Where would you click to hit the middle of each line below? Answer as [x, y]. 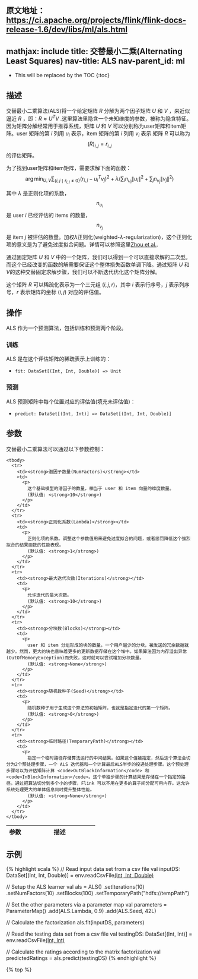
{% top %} [19, 969]
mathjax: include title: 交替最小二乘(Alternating [94, 51]
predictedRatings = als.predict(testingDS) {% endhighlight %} [82, 958]
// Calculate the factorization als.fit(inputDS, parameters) [75, 923]
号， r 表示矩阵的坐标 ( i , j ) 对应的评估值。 [55, 292]
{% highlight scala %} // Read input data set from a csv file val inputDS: [93, 869]
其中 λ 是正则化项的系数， [38, 193]
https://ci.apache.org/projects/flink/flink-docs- [96, 20]
